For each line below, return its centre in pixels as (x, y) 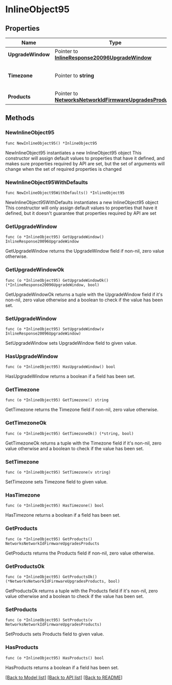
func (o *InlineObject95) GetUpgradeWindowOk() (57, 280)
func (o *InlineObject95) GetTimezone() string (57, 400)
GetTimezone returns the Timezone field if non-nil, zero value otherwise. (82, 410)
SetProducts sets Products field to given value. (55, 634)
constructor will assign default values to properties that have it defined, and (85, 158)
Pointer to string (74, 75)
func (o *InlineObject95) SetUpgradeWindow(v (55, 329)
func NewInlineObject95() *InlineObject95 (51, 143)
